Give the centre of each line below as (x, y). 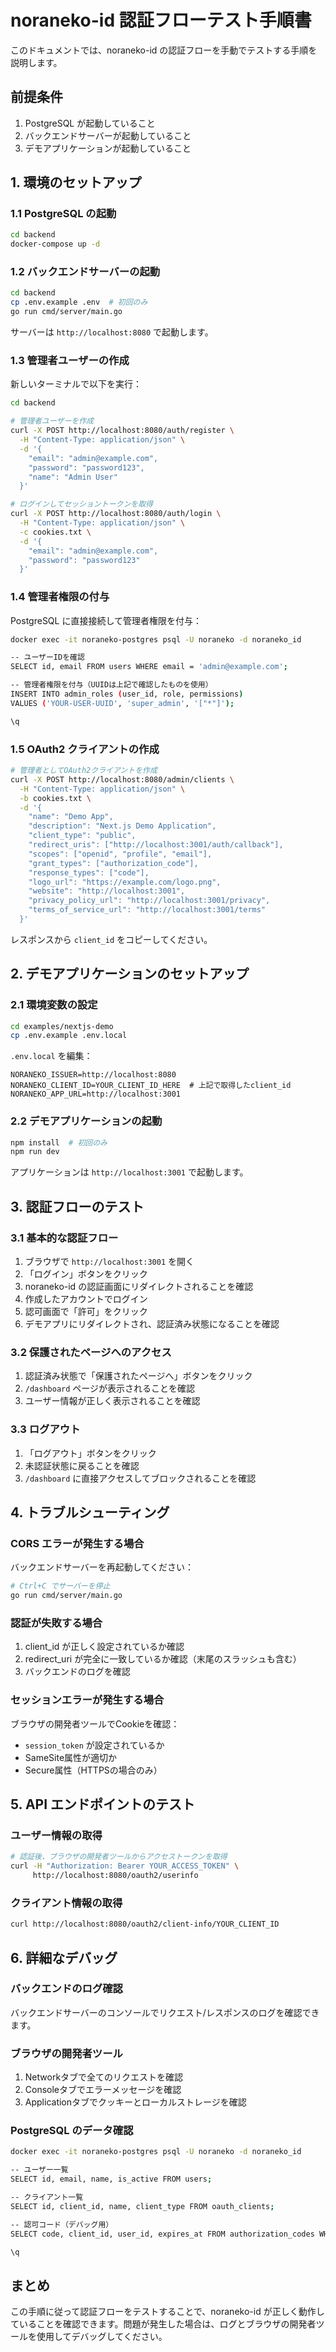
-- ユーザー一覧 (39, 2170)
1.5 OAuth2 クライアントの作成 (85, 749)
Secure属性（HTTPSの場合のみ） (93, 1770)
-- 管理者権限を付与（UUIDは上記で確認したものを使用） (111, 685)
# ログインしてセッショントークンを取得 (81, 504)
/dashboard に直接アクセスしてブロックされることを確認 (140, 1478)
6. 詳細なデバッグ (64, 1957)
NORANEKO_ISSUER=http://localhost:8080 (93, 1075)
